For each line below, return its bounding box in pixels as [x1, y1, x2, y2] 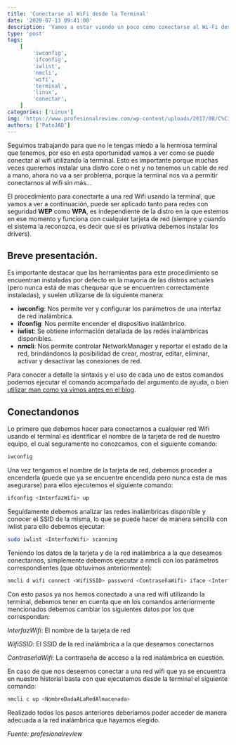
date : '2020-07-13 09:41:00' [7, 17, 93, 24]
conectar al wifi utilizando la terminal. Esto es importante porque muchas [7, 156, 218, 164]
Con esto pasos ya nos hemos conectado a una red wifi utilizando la [7, 589, 205, 599]
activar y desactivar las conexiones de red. [17, 357, 142, 365]
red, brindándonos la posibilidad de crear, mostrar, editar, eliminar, [17, 349, 209, 358]
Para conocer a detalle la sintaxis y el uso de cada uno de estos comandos [7, 370, 224, 379]
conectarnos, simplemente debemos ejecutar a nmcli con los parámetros [7, 556, 219, 564]
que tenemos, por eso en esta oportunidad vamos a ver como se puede [7, 149, 215, 157]
